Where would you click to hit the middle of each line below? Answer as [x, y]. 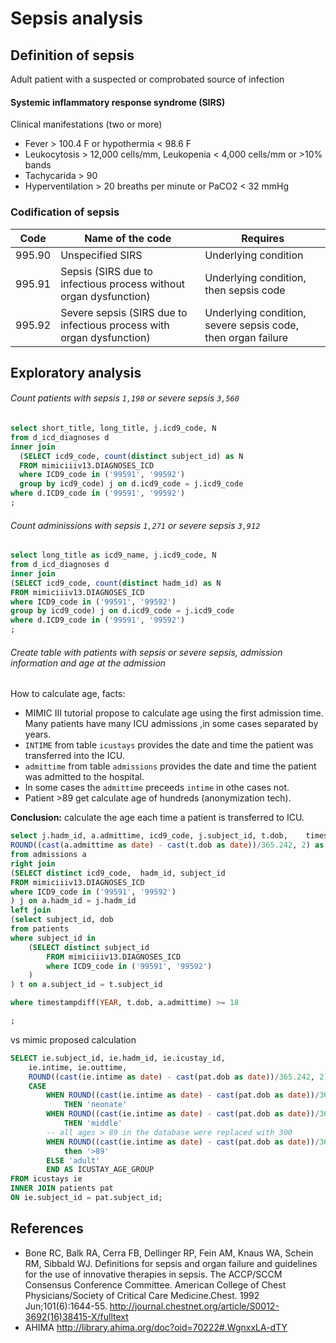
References [47, 1228]
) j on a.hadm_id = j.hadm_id [73, 901]
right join [33, 863]
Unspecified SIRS [101, 255]
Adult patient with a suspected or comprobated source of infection [147, 79]
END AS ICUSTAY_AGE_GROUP [100, 1170]
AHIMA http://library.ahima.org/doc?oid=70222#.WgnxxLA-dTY [156, 1327]
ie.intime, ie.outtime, [78, 1067]
